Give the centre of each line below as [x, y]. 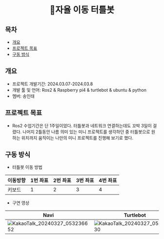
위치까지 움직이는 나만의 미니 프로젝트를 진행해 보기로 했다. [77, 138]
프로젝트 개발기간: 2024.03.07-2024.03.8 [52, 84]
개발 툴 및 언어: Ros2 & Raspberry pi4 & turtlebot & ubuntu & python [79, 90]
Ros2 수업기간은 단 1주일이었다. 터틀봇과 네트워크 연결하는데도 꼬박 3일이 [82, 125]
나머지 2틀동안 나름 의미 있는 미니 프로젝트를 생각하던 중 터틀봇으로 [86, 132]
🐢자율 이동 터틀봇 [82, 10]
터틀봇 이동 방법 [27, 167]
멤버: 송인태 [23, 96]
